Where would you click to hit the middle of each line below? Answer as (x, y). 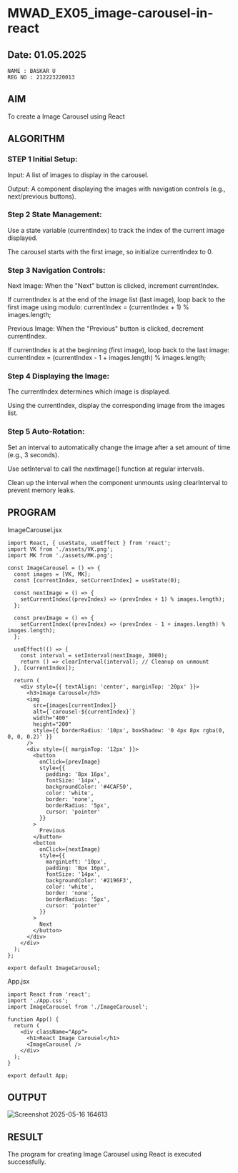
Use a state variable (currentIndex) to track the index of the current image (116, 230)
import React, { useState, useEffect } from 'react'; (89, 543)
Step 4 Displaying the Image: (58, 376)
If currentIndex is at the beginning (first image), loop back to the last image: (119, 350)
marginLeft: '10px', (76, 862)
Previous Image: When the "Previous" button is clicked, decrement (105, 329)
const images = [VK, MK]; (53, 574)
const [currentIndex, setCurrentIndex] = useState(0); (97, 580)
